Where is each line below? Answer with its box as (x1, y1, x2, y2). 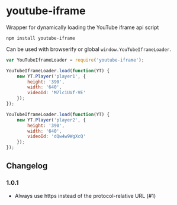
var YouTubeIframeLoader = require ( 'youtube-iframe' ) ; (6, 57, 144, 63)
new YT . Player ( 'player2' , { (17, 117, 86, 123)
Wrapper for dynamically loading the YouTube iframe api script (6, 24, 159, 31)
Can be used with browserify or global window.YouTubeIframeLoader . (6, 46, 172, 53)
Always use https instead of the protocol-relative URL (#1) (14, 192, 156, 199)
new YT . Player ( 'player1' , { (17, 73, 86, 79)
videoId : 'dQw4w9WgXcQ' (27, 133, 86, 140)
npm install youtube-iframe (6, 35, 76, 41)
